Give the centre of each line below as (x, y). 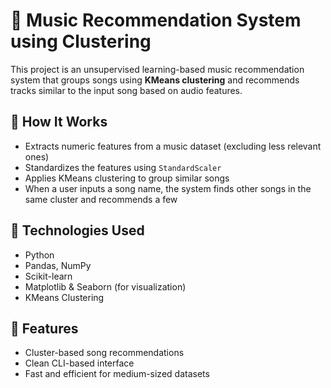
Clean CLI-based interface (79, 363)
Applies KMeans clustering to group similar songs (127, 178)
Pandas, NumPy (58, 265)
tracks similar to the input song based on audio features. (126, 90)
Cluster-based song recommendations (104, 353)
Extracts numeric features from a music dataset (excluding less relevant (173, 146)
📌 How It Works (59, 122)
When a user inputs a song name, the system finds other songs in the (168, 188)
